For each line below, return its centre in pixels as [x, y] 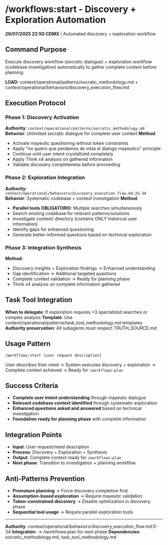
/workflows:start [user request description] [53, 355]
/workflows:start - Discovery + [71, 9]
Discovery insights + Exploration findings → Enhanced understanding [84, 268]
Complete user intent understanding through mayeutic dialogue [79, 398]
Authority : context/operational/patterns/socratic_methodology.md [75, 128]
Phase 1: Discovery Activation [42, 117]
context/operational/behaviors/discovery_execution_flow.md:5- [93, 526]
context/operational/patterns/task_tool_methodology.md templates [74, 322]
